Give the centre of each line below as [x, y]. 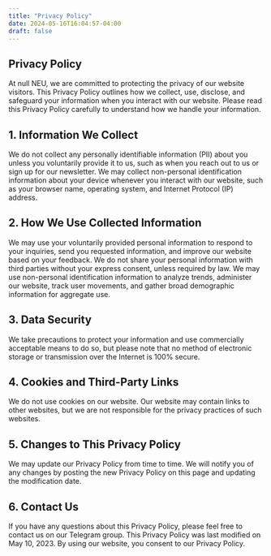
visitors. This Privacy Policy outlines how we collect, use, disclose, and [127, 92]
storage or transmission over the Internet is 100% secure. [104, 356]
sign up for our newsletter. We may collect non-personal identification [125, 172]
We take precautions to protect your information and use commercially [127, 339]
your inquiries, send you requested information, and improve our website [130, 251]
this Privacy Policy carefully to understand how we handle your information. [135, 110]
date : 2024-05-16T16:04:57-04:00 [65, 24]
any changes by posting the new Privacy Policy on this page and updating [132, 472]
